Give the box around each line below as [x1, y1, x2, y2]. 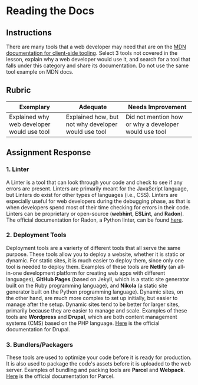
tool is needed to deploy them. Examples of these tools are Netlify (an [6, 263, 177, 270]
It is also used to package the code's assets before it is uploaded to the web [6, 360, 192, 367]
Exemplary [19, 103, 50, 111]
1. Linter [6, 165, 29, 173]
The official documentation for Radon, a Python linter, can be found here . [6, 216, 184, 223]
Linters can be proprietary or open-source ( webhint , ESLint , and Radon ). [6, 210, 184, 217]
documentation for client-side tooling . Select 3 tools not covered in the [6, 50, 178, 57]
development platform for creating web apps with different [23, 269, 166, 277]
